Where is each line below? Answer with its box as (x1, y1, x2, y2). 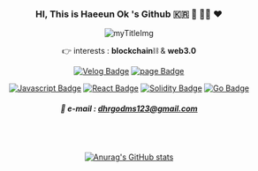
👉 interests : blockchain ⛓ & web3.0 (61, 46, 197, 56)
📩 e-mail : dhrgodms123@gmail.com (59, 103, 199, 114)
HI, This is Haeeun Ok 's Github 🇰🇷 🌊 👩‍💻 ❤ (34, 8, 224, 20)
